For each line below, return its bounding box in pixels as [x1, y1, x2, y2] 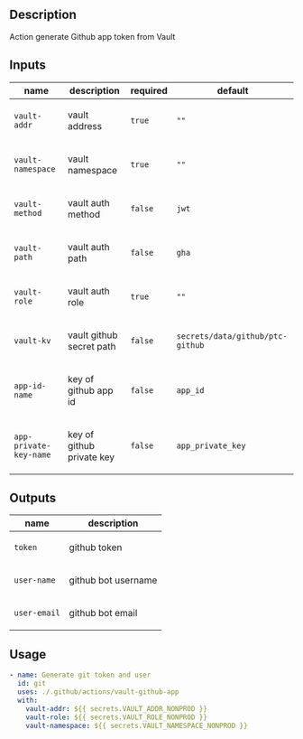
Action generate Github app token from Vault [9, 31, 176, 42]
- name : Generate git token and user [9, 670, 151, 680]
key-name [14, 449, 51, 460]
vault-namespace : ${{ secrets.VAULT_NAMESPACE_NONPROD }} [25, 721, 248, 730]
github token [69, 541, 123, 554]
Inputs [9, 58, 47, 73]
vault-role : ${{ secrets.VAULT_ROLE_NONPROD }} [25, 713, 207, 722]
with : [17, 696, 39, 705]
